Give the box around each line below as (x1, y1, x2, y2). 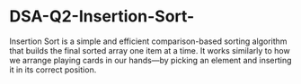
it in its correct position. (9, 64, 97, 75)
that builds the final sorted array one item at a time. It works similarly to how (9, 45, 290, 55)
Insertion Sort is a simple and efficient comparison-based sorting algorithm (9, 36, 288, 46)
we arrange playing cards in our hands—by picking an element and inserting (9, 55, 292, 65)
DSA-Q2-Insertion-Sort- (9, 6, 195, 27)
